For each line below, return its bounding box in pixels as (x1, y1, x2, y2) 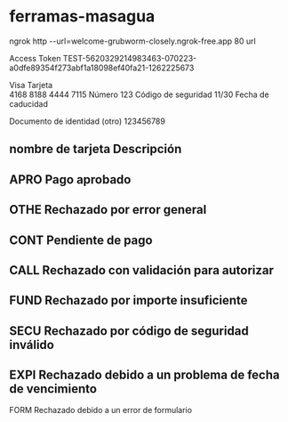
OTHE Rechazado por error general (9, 202, 207, 217)
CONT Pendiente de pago (9, 232, 153, 248)
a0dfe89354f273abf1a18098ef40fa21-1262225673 (9, 62, 195, 73)
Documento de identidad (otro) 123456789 (9, 116, 166, 126)
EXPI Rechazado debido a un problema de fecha (9, 368, 280, 383)
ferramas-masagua (9, 6, 156, 27)
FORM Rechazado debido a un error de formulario (9, 405, 193, 416)
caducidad (9, 98, 49, 109)
